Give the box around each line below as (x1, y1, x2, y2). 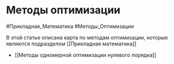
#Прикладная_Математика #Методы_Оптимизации (6, 23, 134, 30)
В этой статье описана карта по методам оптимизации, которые (6, 34, 168, 41)
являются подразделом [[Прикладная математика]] (6, 40, 137, 47)
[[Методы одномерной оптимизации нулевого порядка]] (14, 51, 156, 58)
